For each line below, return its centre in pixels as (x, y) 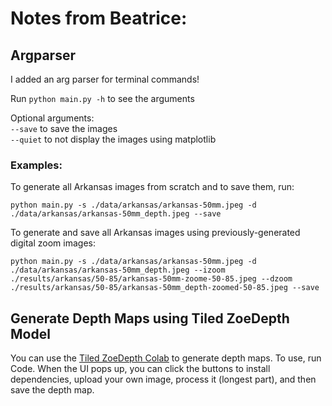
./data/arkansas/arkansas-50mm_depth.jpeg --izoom (118, 270)
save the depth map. (52, 390)
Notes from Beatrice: (99, 18)
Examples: (36, 165)
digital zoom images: (53, 243)
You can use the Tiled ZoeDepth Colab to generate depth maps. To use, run (166, 358)
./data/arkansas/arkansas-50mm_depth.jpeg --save (116, 214)
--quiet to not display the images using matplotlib (113, 139)
